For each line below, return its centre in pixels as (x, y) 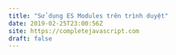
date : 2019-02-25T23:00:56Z (56, 23)
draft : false (30, 38)
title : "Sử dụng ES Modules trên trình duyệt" (88, 16)
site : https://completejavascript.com (74, 31)
